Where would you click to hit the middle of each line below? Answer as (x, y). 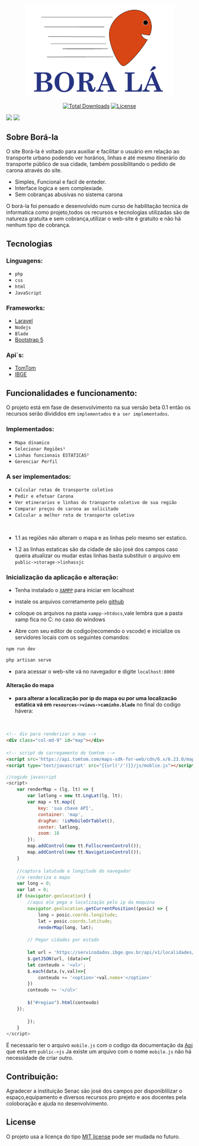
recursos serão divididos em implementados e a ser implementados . (88, 414)
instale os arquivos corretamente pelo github (69, 602)
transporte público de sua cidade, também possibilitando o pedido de (91, 164)
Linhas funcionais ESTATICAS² (52, 455)
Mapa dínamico (32, 443)
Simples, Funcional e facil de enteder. (60, 182)
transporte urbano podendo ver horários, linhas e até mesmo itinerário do (96, 158)
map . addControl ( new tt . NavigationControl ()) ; (85, 852)
